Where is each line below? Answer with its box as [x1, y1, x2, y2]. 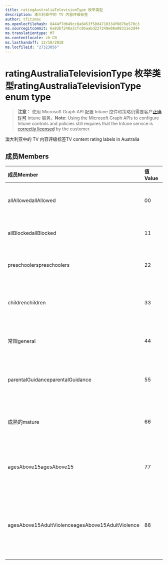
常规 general [7, 338, 36, 345]
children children [7, 299, 46, 306]
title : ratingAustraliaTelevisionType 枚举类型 [5, 7, 103, 13]
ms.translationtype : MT [5, 31, 55, 36]
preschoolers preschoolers [7, 262, 70, 269]
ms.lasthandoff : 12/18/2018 [5, 40, 64, 45]
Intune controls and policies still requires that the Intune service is [17, 120, 153, 126]
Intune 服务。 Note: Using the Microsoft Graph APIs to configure [27, 115, 159, 121]
